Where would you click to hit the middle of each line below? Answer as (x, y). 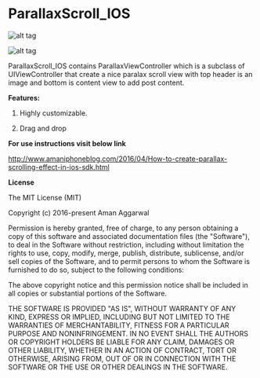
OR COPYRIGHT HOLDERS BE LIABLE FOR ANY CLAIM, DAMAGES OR (121, 342)
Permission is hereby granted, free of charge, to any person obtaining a (123, 228)
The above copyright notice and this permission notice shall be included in (128, 284)
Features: (24, 97)
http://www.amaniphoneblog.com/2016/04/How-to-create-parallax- (118, 159)
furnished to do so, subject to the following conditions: (96, 270)
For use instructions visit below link (67, 143)
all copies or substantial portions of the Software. (87, 293)
